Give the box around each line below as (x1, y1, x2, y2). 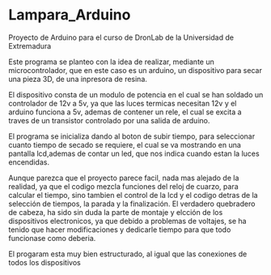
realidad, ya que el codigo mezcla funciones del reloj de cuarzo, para (8, 181, 239, 191)
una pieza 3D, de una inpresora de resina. (8, 74, 148, 84)
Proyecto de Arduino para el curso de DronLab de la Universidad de (8, 32, 235, 42)
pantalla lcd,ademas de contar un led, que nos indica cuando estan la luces (8, 148, 260, 158)
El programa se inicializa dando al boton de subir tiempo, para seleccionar (8, 131, 256, 141)
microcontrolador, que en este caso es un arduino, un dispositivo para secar (8, 65, 263, 75)
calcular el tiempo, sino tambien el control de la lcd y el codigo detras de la (8, 190, 258, 200)
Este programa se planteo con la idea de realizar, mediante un (8, 57, 214, 67)
